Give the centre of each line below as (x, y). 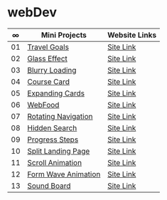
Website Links (132, 35)
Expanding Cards (56, 93)
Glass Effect (47, 58)
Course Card (48, 81)
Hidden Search (52, 127)
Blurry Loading (52, 70)
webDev (32, 12)
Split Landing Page (59, 151)
